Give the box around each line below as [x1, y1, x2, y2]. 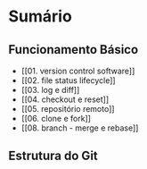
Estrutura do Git [8, 148, 99, 164]
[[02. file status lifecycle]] [20, 75, 117, 86]
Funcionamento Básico [8, 42, 139, 57]
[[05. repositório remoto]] [20, 104, 115, 114]
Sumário [8, 6, 72, 27]
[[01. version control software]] [20, 65, 135, 76]
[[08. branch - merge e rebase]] [20, 123, 139, 133]
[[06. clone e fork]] [20, 114, 91, 123]
